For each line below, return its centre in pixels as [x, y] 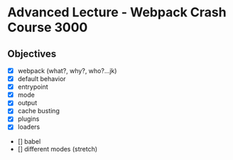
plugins [28, 119]
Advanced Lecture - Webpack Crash [117, 12]
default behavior [42, 79]
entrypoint [33, 87]
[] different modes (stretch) [58, 149]
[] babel [29, 141]
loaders [29, 127]
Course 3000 [48, 27]
